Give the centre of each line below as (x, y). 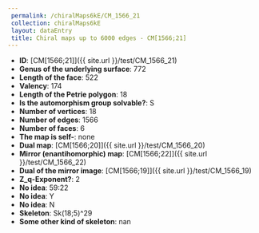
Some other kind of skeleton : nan (75, 222)
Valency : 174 (40, 86)
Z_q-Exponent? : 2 (50, 180)
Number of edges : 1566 (59, 120)
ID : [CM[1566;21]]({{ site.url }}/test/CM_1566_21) (98, 61)
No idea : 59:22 (44, 188)
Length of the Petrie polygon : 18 (73, 95)
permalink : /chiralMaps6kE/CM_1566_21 (76, 16)
